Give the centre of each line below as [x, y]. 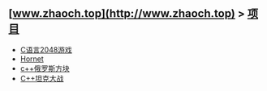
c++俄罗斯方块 [45, 68]
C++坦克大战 [42, 78]
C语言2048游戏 [46, 49]
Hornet [32, 59]
